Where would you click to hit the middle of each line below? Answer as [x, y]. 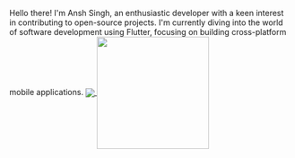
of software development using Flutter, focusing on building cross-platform [148, 32]
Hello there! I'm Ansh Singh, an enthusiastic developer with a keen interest [147, 13]
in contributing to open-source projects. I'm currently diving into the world [147, 22]
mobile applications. [46, 92]
